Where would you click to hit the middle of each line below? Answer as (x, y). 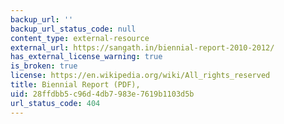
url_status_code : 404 (55, 103)
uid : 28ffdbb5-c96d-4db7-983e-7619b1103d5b (102, 94)
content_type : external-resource (80, 38)
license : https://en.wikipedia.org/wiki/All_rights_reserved (140, 76)
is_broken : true (44, 66)
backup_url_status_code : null (73, 29)
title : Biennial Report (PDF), (75, 85)
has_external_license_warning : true (86, 57)
